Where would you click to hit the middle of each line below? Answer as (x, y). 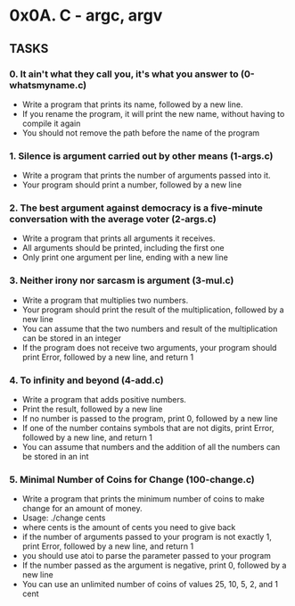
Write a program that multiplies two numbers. (105, 300)
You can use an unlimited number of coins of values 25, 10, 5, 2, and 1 (150, 585)
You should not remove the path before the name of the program (141, 133)
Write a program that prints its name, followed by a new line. (132, 104)
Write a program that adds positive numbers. (104, 400)
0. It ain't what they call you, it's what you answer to (124, 74)
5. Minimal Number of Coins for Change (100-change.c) (132, 479)
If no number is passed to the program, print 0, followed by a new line (150, 419)
